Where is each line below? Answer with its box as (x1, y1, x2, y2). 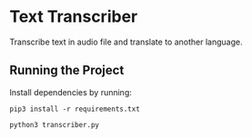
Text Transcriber (9, 6, 138, 27)
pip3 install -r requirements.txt (9, 104, 141, 113)
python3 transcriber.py (9, 120, 100, 129)
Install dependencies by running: (9, 86, 132, 97)
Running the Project (9, 63, 125, 78)
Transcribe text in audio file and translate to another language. (9, 36, 243, 47)
